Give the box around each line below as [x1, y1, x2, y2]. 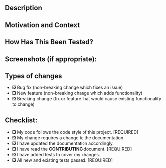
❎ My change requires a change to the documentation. [12, 135, 125, 141]
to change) [12, 101, 35, 107]
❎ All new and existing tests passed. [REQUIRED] [12, 157, 113, 163]
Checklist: [5, 116, 38, 124]
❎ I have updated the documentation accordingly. [12, 140, 114, 146]
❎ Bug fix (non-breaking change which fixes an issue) [12, 84, 123, 91]
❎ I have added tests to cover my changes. [12, 152, 100, 158]
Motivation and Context [5, 21, 80, 29]
